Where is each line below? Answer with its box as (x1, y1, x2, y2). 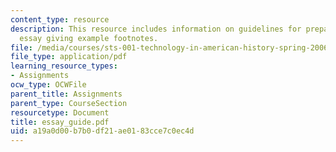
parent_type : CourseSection (10, 98, 128, 108)
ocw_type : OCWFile (10, 80, 87, 90)
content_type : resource (10, 14, 110, 25)
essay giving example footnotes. (19, 33, 159, 43)
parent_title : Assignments (10, 89, 123, 99)
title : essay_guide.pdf (10, 117, 110, 127)
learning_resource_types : (10, 61, 118, 71)
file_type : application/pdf (10, 52, 128, 62)
